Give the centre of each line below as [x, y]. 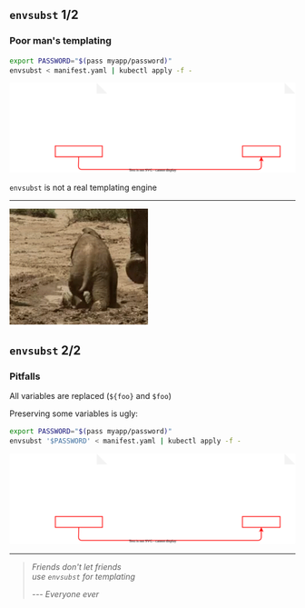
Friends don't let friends [77, 567]
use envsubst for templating [84, 577]
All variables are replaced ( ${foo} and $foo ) [91, 396]
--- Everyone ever [65, 594]
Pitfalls [25, 376]
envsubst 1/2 [44, 15]
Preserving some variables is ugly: [74, 414]
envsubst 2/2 [45, 350]
